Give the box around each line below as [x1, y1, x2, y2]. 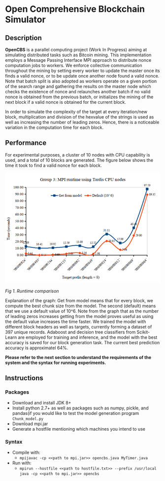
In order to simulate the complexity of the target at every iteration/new [5, 109, 148, 115]
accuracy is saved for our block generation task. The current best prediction [5, 339, 160, 345]
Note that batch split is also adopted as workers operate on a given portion [5, 78, 157, 84]
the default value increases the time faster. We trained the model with [5, 319, 146, 324]
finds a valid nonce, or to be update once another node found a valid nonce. [5, 73, 160, 79]
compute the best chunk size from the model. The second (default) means [5, 303, 156, 309]
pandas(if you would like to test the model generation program [12, 410, 139, 416]
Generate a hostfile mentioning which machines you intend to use [12, 426, 145, 432]
